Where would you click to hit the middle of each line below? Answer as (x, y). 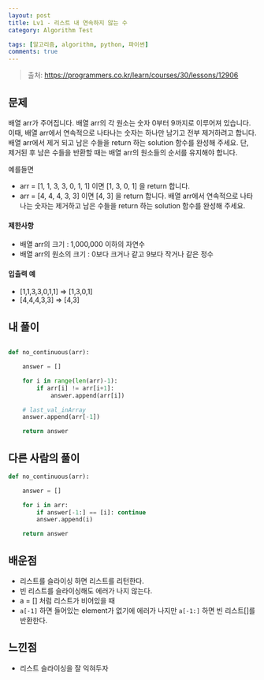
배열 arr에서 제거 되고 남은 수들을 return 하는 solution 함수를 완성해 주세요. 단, (128, 142)
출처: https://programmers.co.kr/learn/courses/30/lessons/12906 (133, 75)
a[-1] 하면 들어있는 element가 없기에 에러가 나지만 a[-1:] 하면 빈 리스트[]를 (138, 611)
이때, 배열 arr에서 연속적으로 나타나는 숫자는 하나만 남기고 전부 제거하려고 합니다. (132, 133)
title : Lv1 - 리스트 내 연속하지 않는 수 (68, 23)
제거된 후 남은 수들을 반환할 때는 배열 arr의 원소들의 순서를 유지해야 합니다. (123, 152)
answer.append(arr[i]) (87, 395)
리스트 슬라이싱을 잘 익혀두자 (64, 668)
